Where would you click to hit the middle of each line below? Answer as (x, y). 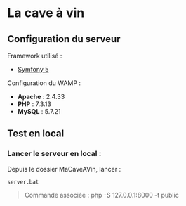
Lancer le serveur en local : (54, 154)
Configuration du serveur (64, 39)
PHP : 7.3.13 (34, 104)
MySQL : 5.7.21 (39, 111)
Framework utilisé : (35, 56)
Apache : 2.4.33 (41, 97)
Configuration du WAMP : (44, 83)
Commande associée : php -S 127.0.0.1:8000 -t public (101, 195)
